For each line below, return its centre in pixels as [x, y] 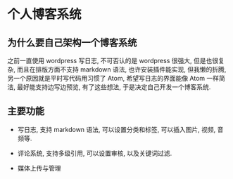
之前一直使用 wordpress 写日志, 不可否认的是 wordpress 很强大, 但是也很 [113, 61]
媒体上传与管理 [39, 168]
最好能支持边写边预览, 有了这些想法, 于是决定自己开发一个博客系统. [114, 87]
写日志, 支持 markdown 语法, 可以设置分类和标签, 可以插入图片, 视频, [116, 129]
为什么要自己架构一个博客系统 [72, 42]
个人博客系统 [45, 14]
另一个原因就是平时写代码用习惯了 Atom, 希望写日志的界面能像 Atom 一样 [113, 78]
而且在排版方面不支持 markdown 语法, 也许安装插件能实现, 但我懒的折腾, [121, 69]
